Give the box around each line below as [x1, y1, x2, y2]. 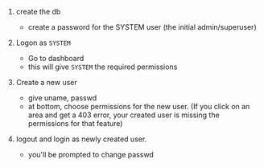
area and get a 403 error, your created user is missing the [27, 110, 220, 120]
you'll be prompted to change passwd [27, 150, 155, 159]
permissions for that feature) [27, 119, 123, 128]
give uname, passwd [27, 93, 97, 103]
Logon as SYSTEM [15, 38, 71, 47]
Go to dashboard [27, 54, 85, 63]
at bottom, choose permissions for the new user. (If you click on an [27, 102, 250, 111]
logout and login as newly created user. [15, 134, 147, 144]
